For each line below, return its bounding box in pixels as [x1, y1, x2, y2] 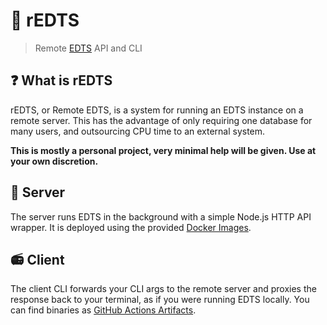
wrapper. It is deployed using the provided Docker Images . [10, 221, 252, 233]
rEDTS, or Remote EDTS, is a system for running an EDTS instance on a [10, 104, 304, 116]
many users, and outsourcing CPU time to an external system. [10, 125, 266, 137]
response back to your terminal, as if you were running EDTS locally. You [10, 294, 310, 306]
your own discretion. [10, 155, 99, 167]
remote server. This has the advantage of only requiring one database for [10, 114, 313, 126]
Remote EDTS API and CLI [34, 42, 143, 54]
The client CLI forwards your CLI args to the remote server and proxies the [10, 283, 317, 295]
